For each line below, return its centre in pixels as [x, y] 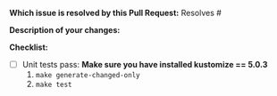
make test [54, 85]
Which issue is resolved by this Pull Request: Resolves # [115, 13]
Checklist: [29, 47]
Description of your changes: [65, 30]
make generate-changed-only [88, 76]
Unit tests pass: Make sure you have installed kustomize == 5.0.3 [145, 64]
